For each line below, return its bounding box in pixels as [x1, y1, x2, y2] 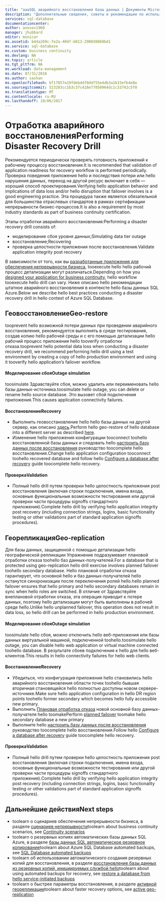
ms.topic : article [5, 58, 43, 62]
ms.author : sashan [5, 76, 43, 81]
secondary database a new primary [12, 716, 84, 723]
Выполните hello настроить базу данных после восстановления [12, 722, 146, 727]
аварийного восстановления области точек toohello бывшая [12, 680, 139, 686]
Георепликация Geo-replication [5, 534, 105, 542]
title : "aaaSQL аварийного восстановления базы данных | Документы [5, 7, 146, 12]
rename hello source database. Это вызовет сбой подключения [5, 392, 137, 398]
